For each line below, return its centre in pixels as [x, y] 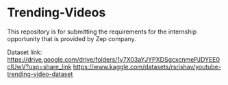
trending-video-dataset [40, 74]
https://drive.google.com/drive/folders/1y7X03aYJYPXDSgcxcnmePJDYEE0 [114, 59]
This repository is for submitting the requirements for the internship [102, 32]
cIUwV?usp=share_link [39, 66]
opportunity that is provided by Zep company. [72, 38]
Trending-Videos [56, 13]
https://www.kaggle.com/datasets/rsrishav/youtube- [147, 66]
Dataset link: [25, 52]
